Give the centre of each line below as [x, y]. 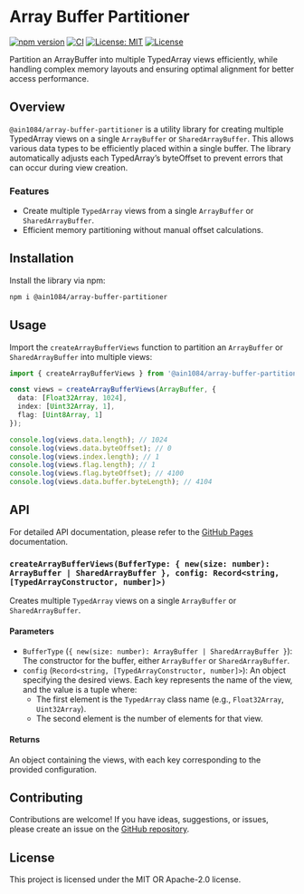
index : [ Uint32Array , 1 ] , [66, 407]
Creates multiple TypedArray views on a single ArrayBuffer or [123, 601]
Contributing [46, 797]
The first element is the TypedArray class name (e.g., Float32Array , [160, 699]
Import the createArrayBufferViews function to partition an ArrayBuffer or [146, 347]
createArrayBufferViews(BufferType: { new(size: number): [140, 564]
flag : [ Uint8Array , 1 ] [60, 415]
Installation [42, 259]
